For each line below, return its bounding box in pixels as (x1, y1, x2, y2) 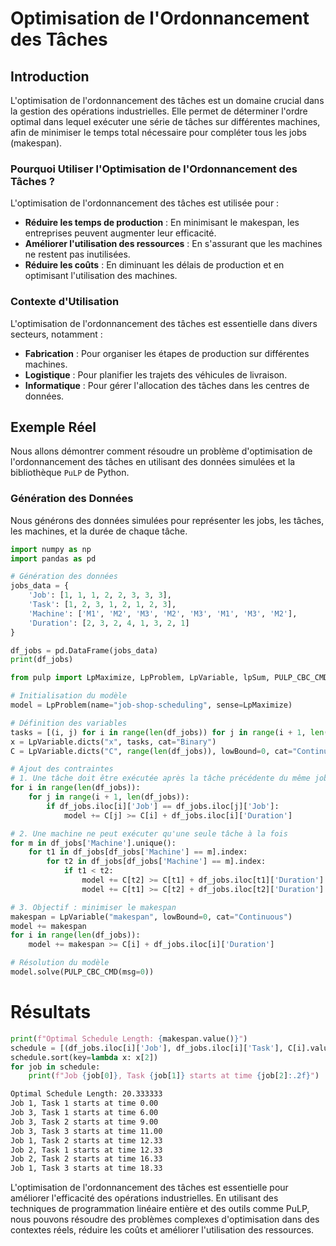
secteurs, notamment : (10, 328, 103, 340)
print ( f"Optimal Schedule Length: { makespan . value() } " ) (10, 1033, 248, 1044)
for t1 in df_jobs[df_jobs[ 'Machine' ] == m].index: (28, 847, 248, 857)
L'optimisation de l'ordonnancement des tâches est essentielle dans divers (10, 317, 318, 329)
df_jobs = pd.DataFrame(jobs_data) (10, 645, 159, 656)
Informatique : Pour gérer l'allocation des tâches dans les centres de (24, 379, 310, 391)
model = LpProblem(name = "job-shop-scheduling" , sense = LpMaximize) (10, 700, 293, 711)
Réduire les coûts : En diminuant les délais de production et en (24, 259, 285, 271)
